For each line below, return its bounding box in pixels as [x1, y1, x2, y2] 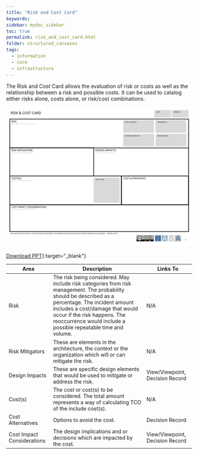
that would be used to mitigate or [52, 372, 133, 379]
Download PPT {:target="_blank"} [6, 252, 87, 259]
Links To [157, 266, 179, 272]
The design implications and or [52, 428, 128, 435]
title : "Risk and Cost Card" [6, 9, 78, 15]
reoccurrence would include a [52, 317, 126, 325]
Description [82, 266, 112, 272]
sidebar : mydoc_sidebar [6, 22, 65, 28]
